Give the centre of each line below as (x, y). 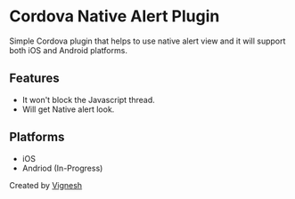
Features (34, 79)
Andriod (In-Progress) (62, 168)
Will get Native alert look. (68, 109)
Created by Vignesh (46, 185)
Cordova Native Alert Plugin (115, 16)
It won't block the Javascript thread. (89, 99)
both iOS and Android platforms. (68, 50)
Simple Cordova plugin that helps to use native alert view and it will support (147, 41)
